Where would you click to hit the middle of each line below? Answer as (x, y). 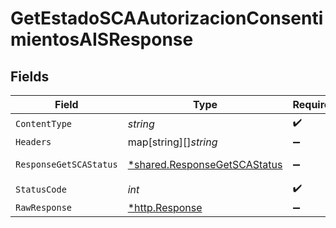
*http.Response (165, 207)
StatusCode (41, 189)
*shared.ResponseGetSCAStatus (205, 164)
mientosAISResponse (102, 39)
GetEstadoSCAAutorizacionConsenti (167, 18)
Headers (33, 142)
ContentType (44, 123)
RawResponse (44, 207)
